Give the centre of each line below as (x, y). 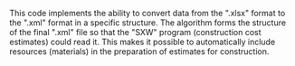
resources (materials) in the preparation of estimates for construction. (139, 52)
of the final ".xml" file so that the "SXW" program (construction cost (135, 32)
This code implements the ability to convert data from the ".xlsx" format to (147, 13)
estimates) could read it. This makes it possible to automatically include (143, 42)
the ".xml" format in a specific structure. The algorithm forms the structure (148, 23)
